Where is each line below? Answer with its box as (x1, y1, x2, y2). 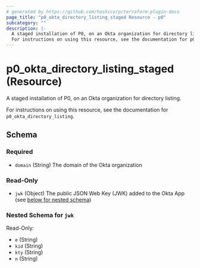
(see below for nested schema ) (14, 196, 92, 203)
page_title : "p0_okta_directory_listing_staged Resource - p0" (6, 14, 167, 20)
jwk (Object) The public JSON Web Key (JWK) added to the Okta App (14, 189, 185, 197)
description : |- (6, 25, 46, 32)
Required (6, 147, 33, 156)
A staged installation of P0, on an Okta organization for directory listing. (6, 94, 182, 101)
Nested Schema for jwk (6, 211, 74, 219)
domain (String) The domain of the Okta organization (14, 161, 143, 168)
